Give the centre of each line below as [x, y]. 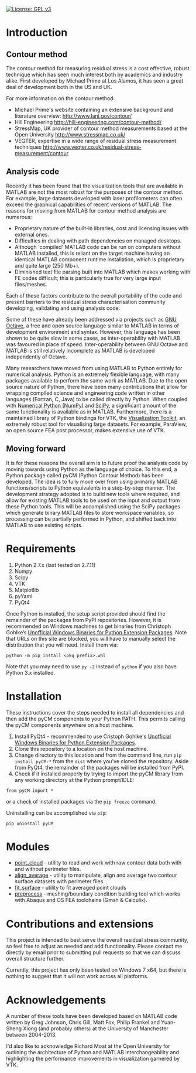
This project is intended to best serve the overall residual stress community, [97, 940]
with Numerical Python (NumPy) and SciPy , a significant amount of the [91, 405]
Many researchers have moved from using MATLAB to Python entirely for [94, 368]
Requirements [41, 549]
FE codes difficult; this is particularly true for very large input [87, 278]
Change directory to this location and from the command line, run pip [98, 755]
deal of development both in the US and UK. [59, 87]
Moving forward [36, 449]
